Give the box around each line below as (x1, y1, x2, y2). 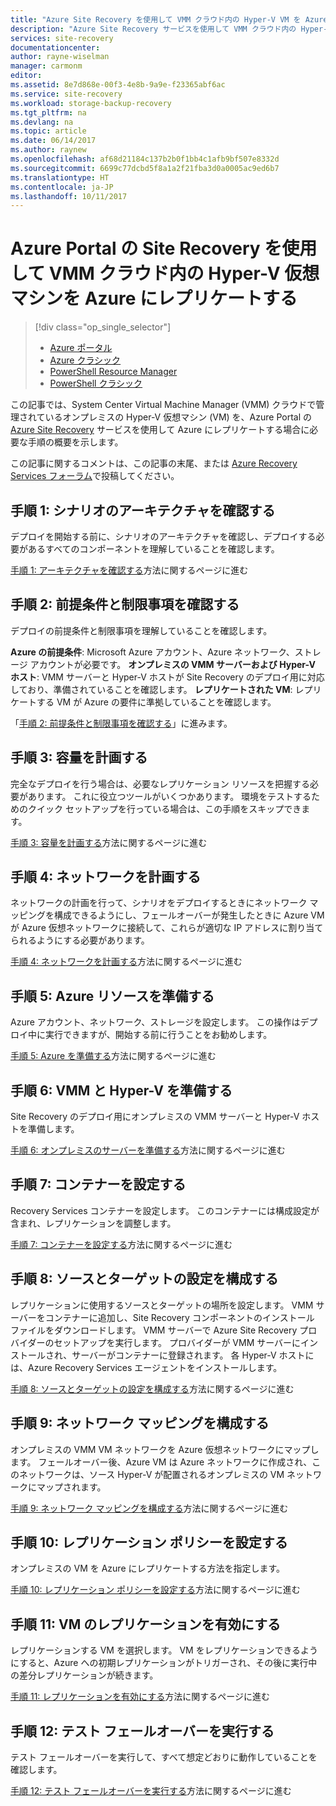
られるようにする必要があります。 (10, 934, 150, 946)
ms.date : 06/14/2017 (10, 136, 97, 146)
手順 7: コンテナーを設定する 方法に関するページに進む (10, 1238, 233, 1250)
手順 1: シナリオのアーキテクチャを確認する (10, 502, 276, 519)
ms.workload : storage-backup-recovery (10, 98, 172, 108)
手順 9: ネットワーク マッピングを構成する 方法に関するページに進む (10, 1502, 289, 1514)
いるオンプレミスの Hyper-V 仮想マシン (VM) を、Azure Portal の (44, 411, 313, 423)
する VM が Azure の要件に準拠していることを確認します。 (36, 696, 277, 708)
